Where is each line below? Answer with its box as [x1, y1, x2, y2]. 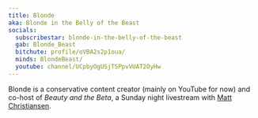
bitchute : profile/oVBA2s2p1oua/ [15, 48, 126, 56]
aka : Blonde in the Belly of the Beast [8, 19, 140, 27]
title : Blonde [8, 11, 55, 20]
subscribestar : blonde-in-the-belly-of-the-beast [15, 33, 182, 42]
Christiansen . [8, 101, 51, 110]
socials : [8, 26, 37, 34]
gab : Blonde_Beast [15, 41, 77, 49]
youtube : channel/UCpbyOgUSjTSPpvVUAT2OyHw [15, 63, 161, 71]
